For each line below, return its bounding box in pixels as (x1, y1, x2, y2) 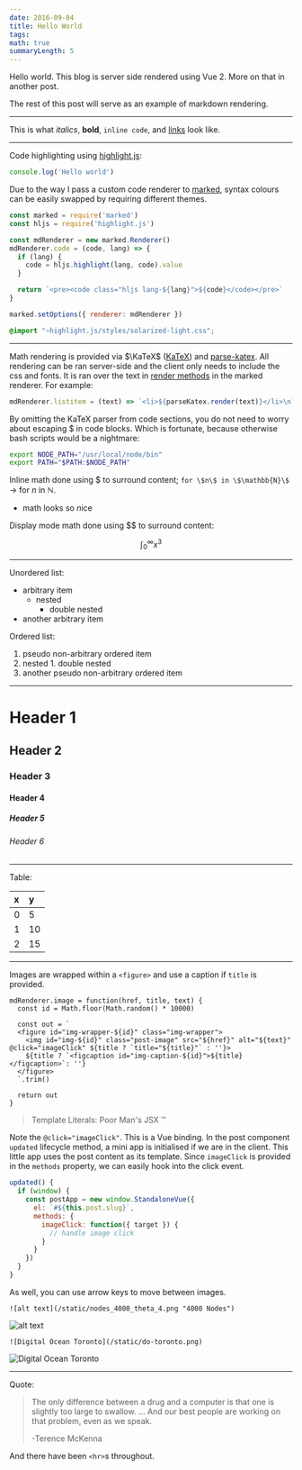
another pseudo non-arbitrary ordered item (22, 667, 182, 678)
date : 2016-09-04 (9, 13, 75, 23)
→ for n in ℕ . (9, 485, 57, 495)
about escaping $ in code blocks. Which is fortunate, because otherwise (9, 422, 279, 433)
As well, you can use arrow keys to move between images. (9, 1286, 226, 1297)
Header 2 (9, 743, 63, 758)
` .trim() (17, 1075, 50, 1084)
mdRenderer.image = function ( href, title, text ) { (9, 996, 203, 1005)
